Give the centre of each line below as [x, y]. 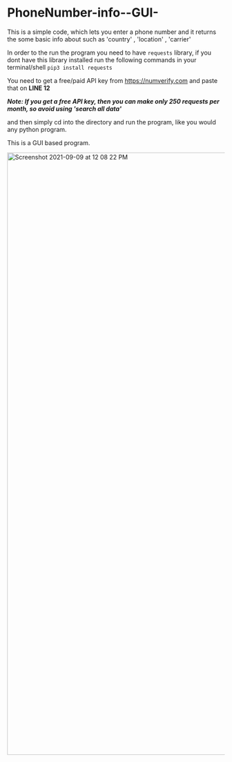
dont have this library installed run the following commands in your [102, 59]
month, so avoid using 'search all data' [65, 108]
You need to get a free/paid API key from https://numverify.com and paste [113, 80]
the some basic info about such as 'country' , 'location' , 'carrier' [99, 39]
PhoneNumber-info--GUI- [83, 13]
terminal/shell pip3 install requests [60, 67]
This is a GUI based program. [49, 142]
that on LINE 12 [29, 88]
